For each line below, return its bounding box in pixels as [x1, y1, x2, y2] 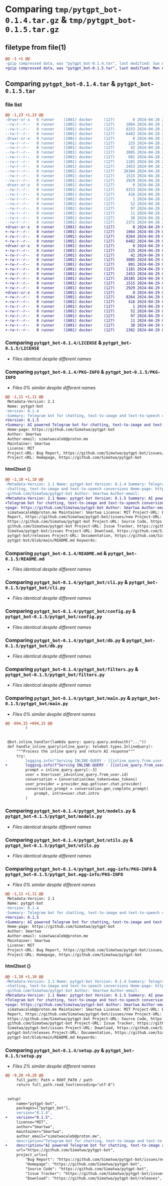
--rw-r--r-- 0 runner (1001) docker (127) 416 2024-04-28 [5, 192, 160, 197]
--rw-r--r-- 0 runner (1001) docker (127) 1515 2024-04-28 [5, 173, 160, 178]
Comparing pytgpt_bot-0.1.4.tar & [5, 79, 116, 88]
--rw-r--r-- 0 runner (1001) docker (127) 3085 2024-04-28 [5, 150, 160, 155]
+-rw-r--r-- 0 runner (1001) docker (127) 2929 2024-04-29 [5, 285, 160, 290]
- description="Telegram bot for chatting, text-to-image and [5, 1138, 144, 1143]
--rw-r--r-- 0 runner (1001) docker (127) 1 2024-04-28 [5, 197, 160, 202]
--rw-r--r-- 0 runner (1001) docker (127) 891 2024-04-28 [5, 155, 160, 160]
